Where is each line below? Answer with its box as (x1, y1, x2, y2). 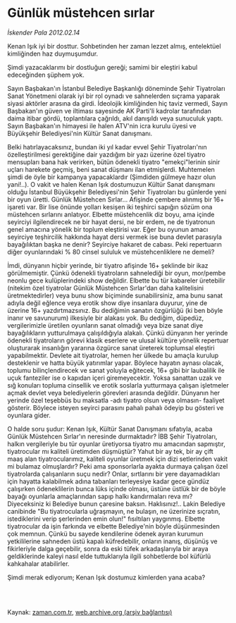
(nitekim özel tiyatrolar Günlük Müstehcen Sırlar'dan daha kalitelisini (7, 283, 204, 292)
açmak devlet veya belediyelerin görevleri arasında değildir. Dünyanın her (7, 388, 221, 397)
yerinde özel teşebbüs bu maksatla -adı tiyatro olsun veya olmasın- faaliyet (7, 396, 225, 405)
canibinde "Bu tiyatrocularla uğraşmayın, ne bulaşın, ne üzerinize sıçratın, (7, 507, 221, 515)
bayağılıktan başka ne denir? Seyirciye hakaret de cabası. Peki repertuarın (7, 240, 222, 248)
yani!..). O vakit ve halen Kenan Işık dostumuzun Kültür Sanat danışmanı (7, 180, 216, 188)
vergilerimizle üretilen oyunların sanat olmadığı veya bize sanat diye (7, 321, 203, 329)
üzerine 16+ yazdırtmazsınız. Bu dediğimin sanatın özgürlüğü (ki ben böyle (7, 306, 223, 314)
